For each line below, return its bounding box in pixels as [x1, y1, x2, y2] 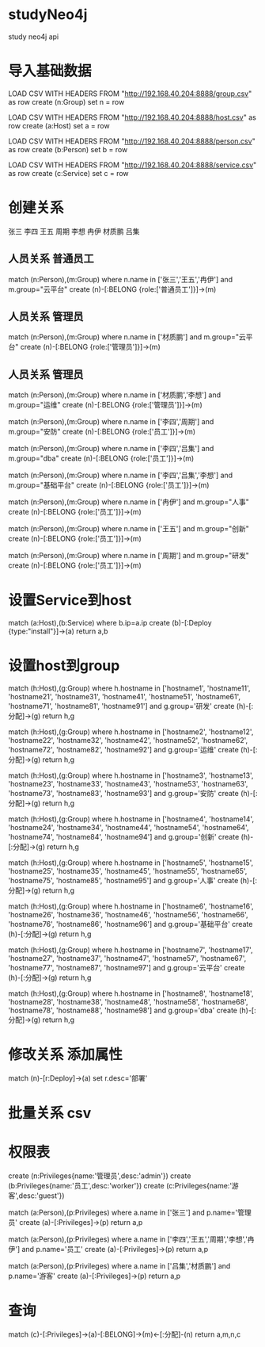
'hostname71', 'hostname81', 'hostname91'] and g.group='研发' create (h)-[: [8, 702, 254, 711]
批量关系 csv [8, 1104, 92, 1123]
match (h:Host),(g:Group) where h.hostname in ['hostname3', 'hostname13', [8, 771, 254, 780]
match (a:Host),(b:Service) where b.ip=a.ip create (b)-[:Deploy [8, 618, 212, 628]
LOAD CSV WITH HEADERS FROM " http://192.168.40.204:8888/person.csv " [8, 136, 256, 146]
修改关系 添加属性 [8, 1046, 123, 1064]
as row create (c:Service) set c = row [8, 168, 129, 178]
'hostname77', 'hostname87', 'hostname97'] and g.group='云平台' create [8, 963, 245, 973]
